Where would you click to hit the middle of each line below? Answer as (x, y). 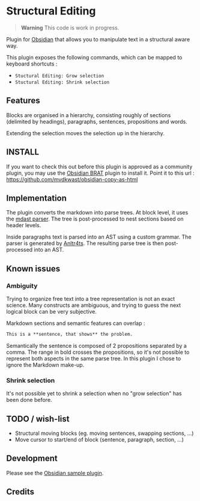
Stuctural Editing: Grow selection (59, 76)
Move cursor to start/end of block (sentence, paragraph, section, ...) (99, 440)
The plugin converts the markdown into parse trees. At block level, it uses (97, 213)
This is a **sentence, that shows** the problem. (70, 335)
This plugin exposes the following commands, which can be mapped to (94, 57)
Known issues (33, 269)
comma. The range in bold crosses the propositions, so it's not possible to (98, 352)
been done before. (29, 400)
